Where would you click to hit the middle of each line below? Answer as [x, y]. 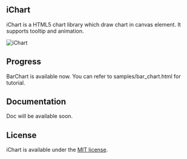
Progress [24, 62]
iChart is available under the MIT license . [57, 150]
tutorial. [16, 83]
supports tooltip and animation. [45, 31]
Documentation [36, 102]
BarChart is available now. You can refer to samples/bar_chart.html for [94, 76]
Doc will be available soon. [40, 116]
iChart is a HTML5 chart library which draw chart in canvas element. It [94, 24]
